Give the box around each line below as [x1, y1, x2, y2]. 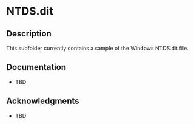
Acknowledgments [6, 96, 80, 106]
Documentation [6, 62, 67, 72]
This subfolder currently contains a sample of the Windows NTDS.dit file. [6, 44, 189, 52]
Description [6, 29, 52, 39]
